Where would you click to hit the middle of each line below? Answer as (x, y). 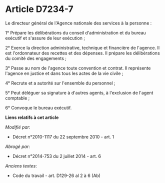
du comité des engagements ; (36, 58)
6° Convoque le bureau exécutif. (38, 107)
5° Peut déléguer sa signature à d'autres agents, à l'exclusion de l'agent (79, 92)
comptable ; (17, 98)
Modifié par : (18, 127)
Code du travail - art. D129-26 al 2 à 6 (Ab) (56, 175)
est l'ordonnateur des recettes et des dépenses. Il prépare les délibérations (82, 53)
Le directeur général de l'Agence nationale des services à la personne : (78, 23)
